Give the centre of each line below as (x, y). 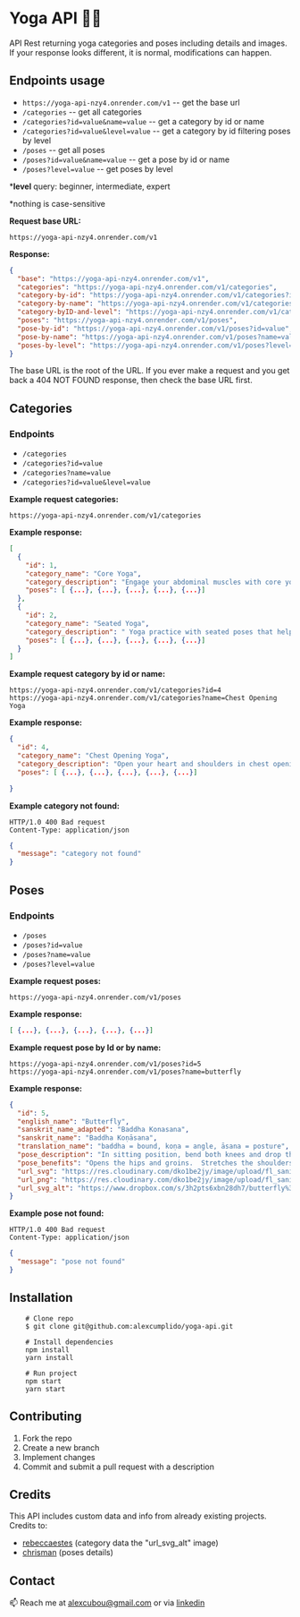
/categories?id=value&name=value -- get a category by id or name (143, 121)
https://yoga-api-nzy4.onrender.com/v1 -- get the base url (131, 102)
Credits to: (29, 1526)
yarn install (50, 1357)
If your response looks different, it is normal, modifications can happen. (141, 52)
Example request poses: (55, 980)
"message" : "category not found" (79, 854)
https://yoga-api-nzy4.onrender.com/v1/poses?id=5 (105, 1064)
